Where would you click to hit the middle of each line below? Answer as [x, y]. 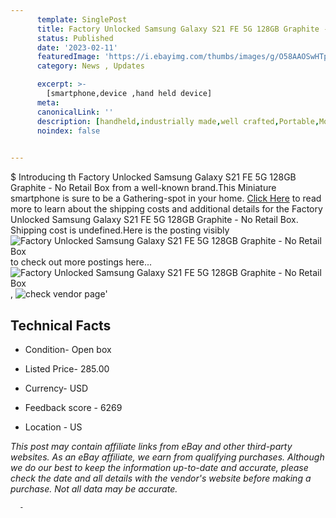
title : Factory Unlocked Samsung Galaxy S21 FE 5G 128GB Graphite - [182, 29]
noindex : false [68, 131]
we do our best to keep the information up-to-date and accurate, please [159, 467]
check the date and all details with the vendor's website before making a [161, 478]
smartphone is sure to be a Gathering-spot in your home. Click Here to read [166, 198]
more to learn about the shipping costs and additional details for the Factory [166, 209]
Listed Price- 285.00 [67, 368]
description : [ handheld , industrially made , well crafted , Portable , [178, 121]
